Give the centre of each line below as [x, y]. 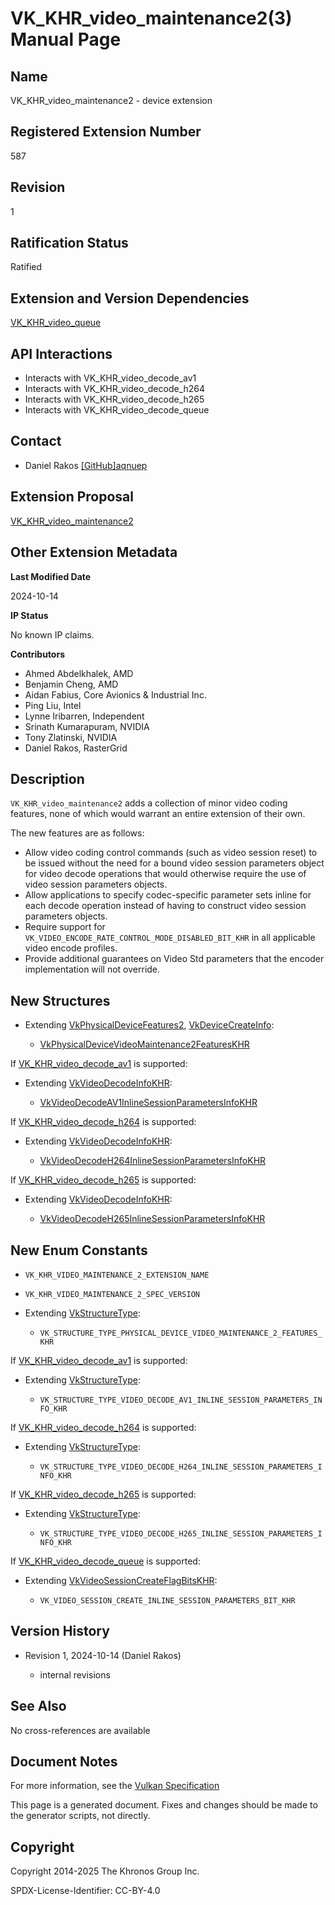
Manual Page [66, 39]
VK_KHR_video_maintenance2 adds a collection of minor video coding [149, 803]
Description [47, 778]
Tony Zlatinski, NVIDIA [71, 737]
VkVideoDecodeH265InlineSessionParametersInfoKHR [152, 1219]
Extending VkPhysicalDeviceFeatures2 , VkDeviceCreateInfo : [149, 1025]
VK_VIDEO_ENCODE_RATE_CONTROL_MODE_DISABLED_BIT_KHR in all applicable [170, 938]
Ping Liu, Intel [53, 705]
